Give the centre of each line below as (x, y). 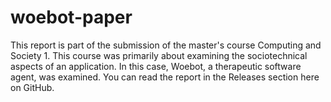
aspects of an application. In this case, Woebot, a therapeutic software (156, 66)
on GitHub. (32, 87)
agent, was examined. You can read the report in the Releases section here (165, 77)
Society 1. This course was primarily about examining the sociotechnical (159, 55)
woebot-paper (71, 17)
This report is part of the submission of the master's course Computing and (166, 45)
